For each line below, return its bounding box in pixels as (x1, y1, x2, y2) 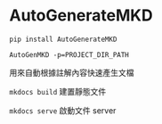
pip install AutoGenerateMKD (9, 35, 117, 44)
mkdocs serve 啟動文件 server (9, 104, 117, 116)
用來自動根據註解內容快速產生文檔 (9, 67, 134, 78)
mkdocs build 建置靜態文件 (9, 86, 107, 96)
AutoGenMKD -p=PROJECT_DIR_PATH (9, 50, 129, 59)
